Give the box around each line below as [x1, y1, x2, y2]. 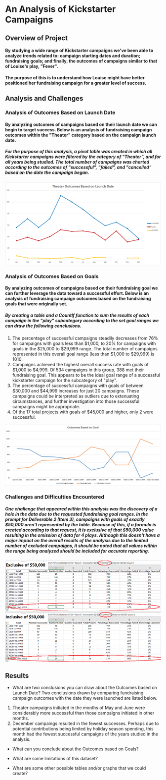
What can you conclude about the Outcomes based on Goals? [12, 746, 139, 752]
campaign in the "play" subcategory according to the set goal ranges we [5, 318, 159, 323]
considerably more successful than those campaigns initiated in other [12, 710, 155, 716]
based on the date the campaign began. [5, 169, 90, 175]
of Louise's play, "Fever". [5, 63, 58, 69]
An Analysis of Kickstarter [5, 3, 116, 15]
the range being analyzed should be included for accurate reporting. [5, 548, 150, 554]
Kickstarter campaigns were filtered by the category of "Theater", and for [5, 154, 162, 160]
